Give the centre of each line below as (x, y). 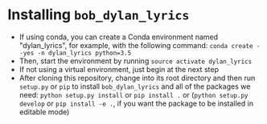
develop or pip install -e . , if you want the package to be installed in (136, 103)
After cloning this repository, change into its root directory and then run (137, 78)
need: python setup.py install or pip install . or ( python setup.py (133, 94)
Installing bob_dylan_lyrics (99, 15)
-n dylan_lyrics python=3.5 (84, 53)
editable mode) (44, 112)
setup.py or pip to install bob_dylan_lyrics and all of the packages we (135, 86)
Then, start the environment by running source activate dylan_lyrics (136, 61)
